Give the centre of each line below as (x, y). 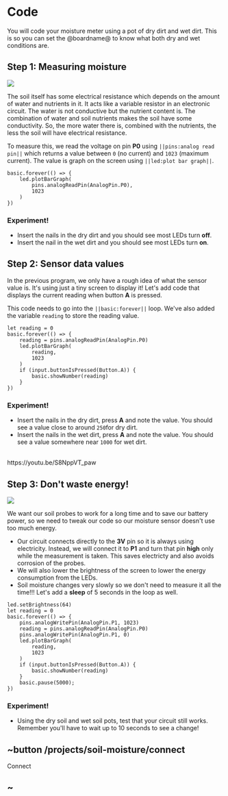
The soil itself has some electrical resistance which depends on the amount (114, 96)
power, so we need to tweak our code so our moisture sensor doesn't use (111, 521)
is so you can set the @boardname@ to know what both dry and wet (104, 38)
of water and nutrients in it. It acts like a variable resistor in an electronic (109, 103)
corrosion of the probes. (51, 563)
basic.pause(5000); (47, 682)
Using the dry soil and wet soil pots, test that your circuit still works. (113, 721)
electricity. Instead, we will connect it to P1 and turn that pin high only (115, 548)
